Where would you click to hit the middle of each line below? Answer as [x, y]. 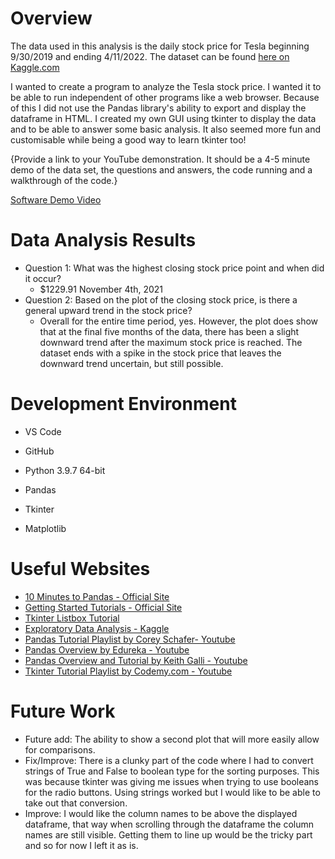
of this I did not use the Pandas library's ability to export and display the [158, 108]
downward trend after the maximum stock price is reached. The [171, 342]
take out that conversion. [76, 803]
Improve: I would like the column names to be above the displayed [161, 813]
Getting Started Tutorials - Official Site [103, 607]
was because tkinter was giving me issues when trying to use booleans [172, 781]
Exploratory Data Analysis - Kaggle [97, 628]
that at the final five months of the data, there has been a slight [169, 331]
